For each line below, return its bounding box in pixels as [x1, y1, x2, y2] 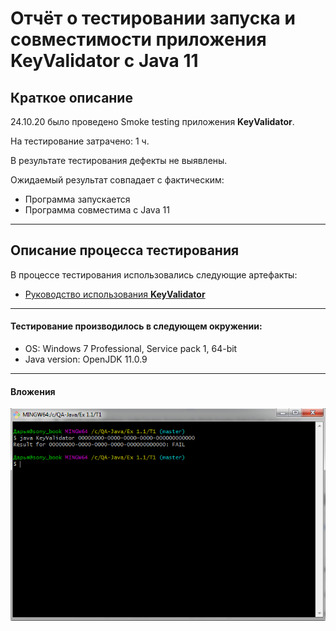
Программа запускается [24, 193, 131, 205]
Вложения [10, 385, 56, 397]
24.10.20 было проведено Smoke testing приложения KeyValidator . [10, 116, 295, 127]
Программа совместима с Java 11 [24, 204, 170, 216]
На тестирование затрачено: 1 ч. [10, 135, 150, 147]
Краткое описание [10, 89, 133, 106]
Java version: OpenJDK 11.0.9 [24, 353, 148, 366]
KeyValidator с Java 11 [10, 50, 199, 72]
